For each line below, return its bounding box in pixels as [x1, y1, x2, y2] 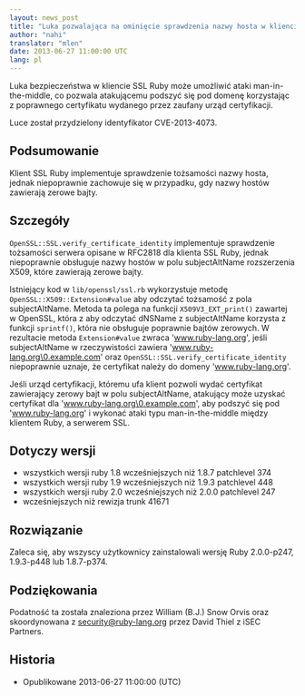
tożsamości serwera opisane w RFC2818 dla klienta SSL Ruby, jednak [9, 247, 270, 258]
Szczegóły [9, 213, 71, 229]
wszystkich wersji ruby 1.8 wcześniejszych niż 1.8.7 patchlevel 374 [22, 467, 272, 478]
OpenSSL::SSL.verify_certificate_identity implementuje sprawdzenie [9, 237, 275, 248]
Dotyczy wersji [9, 444, 96, 459]
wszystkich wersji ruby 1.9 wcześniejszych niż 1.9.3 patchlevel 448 [22, 477, 274, 488]
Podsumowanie [9, 143, 100, 159]
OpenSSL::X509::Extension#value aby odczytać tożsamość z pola [9, 293, 252, 304]
